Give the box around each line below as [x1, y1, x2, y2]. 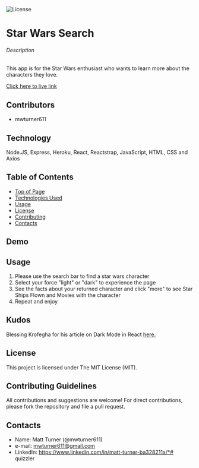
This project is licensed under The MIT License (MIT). [6, 363, 138, 371]
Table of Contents [6, 172, 74, 182]
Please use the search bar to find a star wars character [14, 273, 150, 280]
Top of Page [14, 188, 45, 195]
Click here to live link [6, 83, 58, 90]
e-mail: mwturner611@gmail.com [14, 442, 95, 450]
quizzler [14, 455, 35, 462]
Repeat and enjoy [14, 298, 58, 305]
